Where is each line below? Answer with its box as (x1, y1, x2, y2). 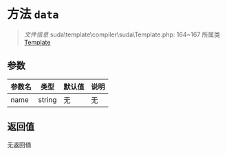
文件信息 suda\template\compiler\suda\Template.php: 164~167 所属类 (23, 30, 221, 39)
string (38, 94, 57, 104)
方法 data (7, 6, 59, 22)
